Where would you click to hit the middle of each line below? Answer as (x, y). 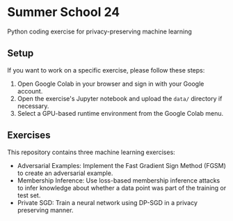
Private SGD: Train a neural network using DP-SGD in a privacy (107, 202)
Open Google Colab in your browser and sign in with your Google (111, 84)
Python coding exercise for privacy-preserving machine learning (100, 31)
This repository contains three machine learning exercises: (91, 152)
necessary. (33, 106)
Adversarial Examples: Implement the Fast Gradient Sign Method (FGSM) (121, 165)
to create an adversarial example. (65, 173)
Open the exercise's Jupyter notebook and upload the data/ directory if (120, 98)
